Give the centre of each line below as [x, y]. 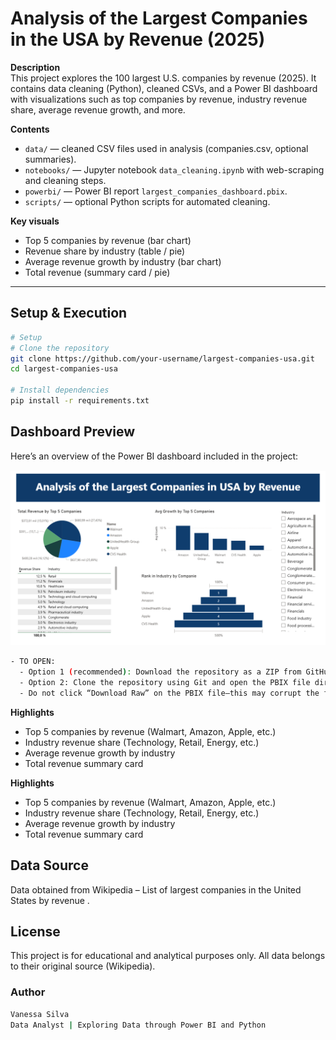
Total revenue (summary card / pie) [97, 272]
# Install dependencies [60, 390]
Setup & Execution [69, 313]
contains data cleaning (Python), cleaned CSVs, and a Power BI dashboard [164, 88]
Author [28, 992]
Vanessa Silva [40, 1014]
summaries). [50, 159]
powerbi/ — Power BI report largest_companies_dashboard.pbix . [156, 191]
